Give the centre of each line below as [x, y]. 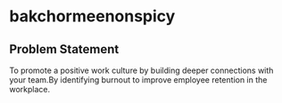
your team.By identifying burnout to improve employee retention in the [138, 80]
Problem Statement [64, 49]
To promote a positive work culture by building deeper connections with [141, 70]
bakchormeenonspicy [92, 16]
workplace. [30, 89]
